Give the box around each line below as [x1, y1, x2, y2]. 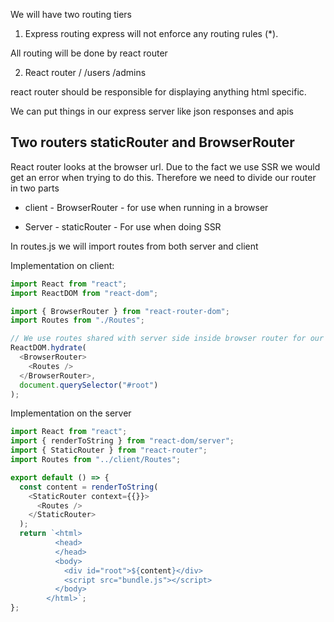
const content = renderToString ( [19, 482, 159, 492]
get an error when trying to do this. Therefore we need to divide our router [10, 171, 317, 183]
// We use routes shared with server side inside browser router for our [10, 334, 325, 344]
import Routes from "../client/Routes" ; [10, 455, 182, 465]
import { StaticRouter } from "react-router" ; [10, 445, 208, 456]
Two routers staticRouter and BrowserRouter [10, 134, 295, 151]
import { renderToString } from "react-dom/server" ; [10, 436, 235, 446]
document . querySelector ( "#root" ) [19, 380, 159, 390]
